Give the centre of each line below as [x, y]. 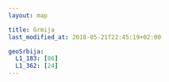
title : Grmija [32, 30]
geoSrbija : [26, 51]
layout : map [28, 15]
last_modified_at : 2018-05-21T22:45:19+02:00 [84, 37]
